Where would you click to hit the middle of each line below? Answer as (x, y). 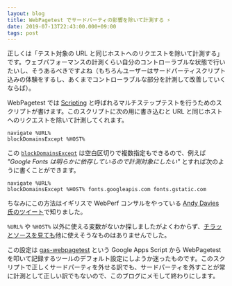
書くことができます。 (49, 170)
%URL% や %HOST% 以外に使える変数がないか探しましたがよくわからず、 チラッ (115, 226)
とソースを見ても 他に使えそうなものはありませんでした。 (89, 235)
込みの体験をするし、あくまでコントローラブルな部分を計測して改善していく (117, 80)
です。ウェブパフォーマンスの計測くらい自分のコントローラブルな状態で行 (114, 62)
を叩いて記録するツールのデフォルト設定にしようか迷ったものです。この (110, 259)
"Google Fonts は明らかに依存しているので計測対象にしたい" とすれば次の (113, 162)
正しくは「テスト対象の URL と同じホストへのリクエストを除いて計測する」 (115, 53)
